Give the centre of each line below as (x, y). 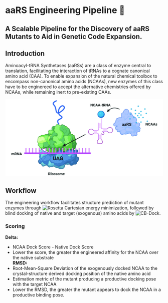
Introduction (25, 53)
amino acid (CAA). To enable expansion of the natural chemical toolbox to (81, 76)
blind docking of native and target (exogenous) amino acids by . (83, 213)
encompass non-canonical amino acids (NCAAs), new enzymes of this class (84, 82)
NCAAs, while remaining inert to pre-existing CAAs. (58, 92)
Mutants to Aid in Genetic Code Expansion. (74, 36)
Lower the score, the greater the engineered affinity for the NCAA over (86, 252)
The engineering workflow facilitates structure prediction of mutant (74, 203)
